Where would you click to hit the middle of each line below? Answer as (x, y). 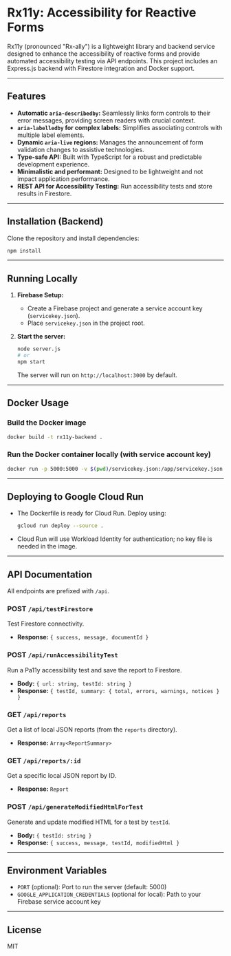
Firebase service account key (59, 902)
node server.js (39, 349)
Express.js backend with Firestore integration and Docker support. (101, 68)
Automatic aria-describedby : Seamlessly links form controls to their (114, 113)
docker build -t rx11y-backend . (55, 437)
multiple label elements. (51, 135)
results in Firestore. (44, 193)
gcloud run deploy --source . (60, 526)
